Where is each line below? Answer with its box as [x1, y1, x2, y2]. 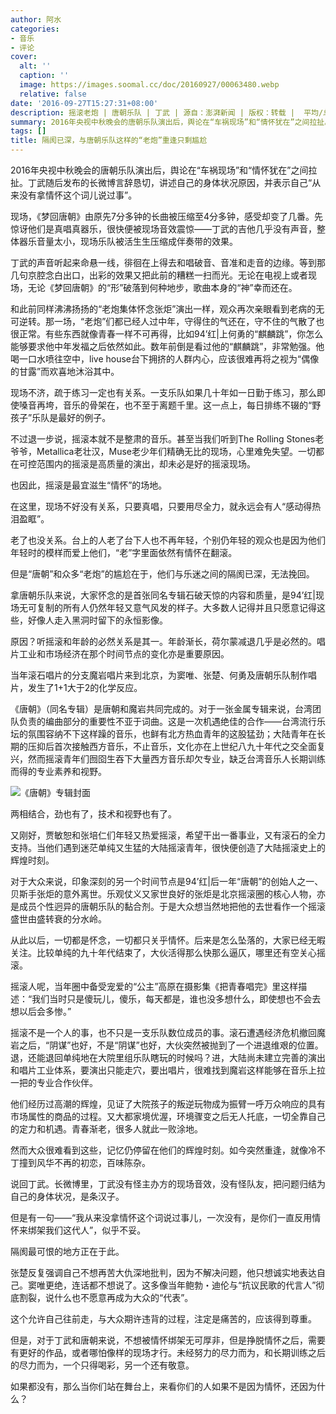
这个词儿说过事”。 [62, 189, 138, 201]
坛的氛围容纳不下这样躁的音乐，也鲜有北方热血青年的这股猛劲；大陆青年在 [10, 728, 317, 740]
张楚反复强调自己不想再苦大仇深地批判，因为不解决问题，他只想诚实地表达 [10, 1267, 317, 1278]
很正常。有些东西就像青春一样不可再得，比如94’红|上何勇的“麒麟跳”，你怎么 [10, 328, 324, 340]
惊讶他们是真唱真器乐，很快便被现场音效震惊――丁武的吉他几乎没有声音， [10, 223, 317, 235]
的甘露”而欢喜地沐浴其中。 [10, 366, 120, 377]
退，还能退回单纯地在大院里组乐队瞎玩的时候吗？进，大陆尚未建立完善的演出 [10, 1052, 326, 1063]
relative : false [19, 89, 87, 99]
